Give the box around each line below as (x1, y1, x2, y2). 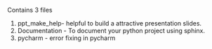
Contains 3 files (7, 6, 53, 14)
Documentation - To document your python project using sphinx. (17, 27, 206, 35)
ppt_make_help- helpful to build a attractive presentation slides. (17, 19, 202, 27)
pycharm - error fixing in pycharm (17, 34, 116, 42)
